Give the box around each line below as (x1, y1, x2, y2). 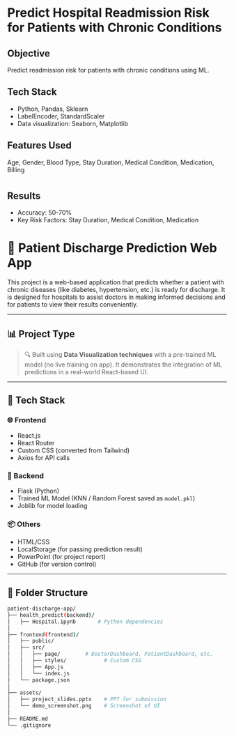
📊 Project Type (7, 328, 75, 339)
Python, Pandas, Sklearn (17, 105, 88, 113)
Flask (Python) (17, 486, 60, 495)
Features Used (7, 139, 72, 151)
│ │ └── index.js (7, 670, 70, 677)
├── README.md (7, 715, 49, 722)
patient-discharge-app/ (7, 605, 77, 613)
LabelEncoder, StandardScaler (17, 112, 105, 120)
